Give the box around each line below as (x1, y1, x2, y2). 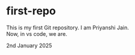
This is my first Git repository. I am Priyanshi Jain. (6, 24, 130, 31)
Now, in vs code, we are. (6, 30, 67, 37)
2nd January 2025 (6, 42, 52, 49)
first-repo (6, 4, 56, 18)
